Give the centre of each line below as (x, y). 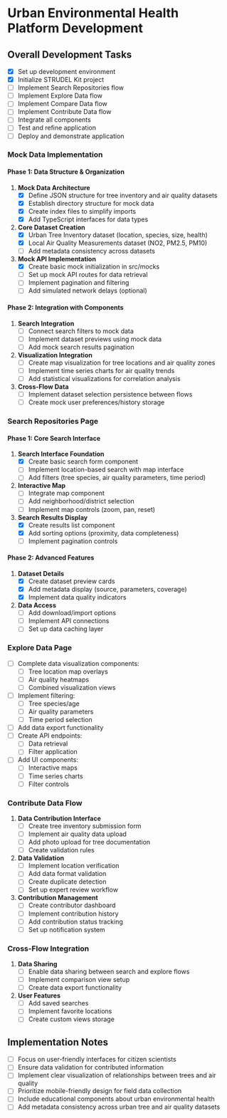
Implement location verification (74, 866)
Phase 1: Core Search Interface (54, 438)
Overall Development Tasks (70, 54)
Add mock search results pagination (81, 347)
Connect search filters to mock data (81, 331)
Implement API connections (69, 621)
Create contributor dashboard (72, 905)
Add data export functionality (60, 728)
